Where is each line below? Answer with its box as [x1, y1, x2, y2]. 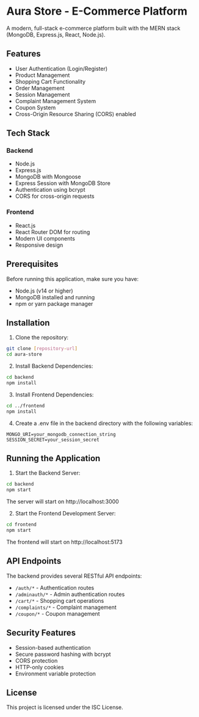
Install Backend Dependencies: [15, 362, 93, 370]
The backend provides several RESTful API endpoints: [6, 572, 142, 580]
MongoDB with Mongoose [15, 173, 81, 181]
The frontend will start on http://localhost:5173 [6, 538, 123, 545]
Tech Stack [6, 128, 50, 139]
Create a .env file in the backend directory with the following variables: [15, 420, 194, 427]
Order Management [15, 84, 65, 92]
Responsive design [15, 241, 63, 249]
